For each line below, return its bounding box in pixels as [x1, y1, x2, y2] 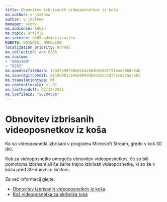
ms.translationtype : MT [5, 78, 55, 83]
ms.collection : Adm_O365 [5, 49, 57, 54]
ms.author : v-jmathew [5, 12, 51, 17]
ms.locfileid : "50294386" [5, 92, 59, 97]
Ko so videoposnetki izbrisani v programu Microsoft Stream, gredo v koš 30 [5, 141, 162, 147]
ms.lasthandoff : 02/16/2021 [5, 87, 64, 92]
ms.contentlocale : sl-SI [5, 82, 57, 87]
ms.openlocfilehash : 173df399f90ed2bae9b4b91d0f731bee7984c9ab [5, 69, 141, 74]
